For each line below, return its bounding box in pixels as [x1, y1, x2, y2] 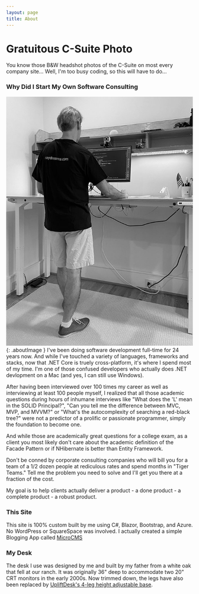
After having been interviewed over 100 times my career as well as [6, 383, 169, 390]
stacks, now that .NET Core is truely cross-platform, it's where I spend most [6, 359, 191, 366]
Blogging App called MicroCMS [6, 534, 83, 541]
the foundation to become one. [6, 421, 82, 428]
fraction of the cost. [6, 475, 54, 483]
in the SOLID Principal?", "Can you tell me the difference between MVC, [6, 402, 181, 409]
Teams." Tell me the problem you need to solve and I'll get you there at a [6, 469, 182, 476]
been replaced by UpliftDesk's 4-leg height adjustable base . [6, 581, 153, 588]
